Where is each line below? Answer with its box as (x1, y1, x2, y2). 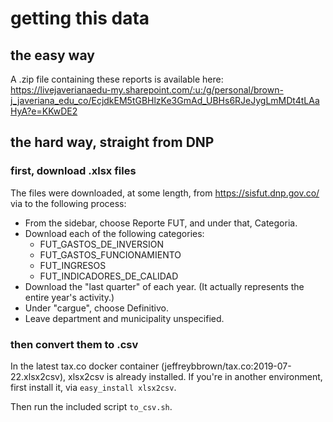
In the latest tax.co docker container (10, 360, 160, 372)
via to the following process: (10, 197, 127, 209)
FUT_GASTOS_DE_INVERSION (39, 238, 164, 250)
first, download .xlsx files (10, 164, 137, 178)
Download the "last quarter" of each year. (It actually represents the (24, 280, 305, 292)
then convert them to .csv (10, 337, 139, 351)
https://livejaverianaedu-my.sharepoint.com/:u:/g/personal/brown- (10, 84, 284, 96)
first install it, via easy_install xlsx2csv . (10, 381, 177, 393)
